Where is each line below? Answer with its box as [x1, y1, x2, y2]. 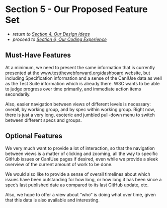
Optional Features [5, 132, 63, 140]
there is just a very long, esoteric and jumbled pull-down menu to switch [5, 112, 155, 118]
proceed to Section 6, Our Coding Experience [12, 36, 107, 42]
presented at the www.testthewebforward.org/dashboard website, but [5, 70, 150, 76]
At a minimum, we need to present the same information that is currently [5, 64, 155, 70]
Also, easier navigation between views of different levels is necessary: [5, 101, 151, 107]
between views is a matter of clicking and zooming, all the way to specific [5, 150, 158, 157]
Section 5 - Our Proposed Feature [5, 4, 148, 15]
